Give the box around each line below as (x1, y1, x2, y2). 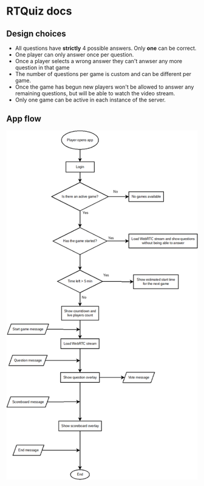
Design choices (6, 29, 67, 39)
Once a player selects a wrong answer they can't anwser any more (15, 58, 183, 64)
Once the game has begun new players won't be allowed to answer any (15, 83, 194, 91)
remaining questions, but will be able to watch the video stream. (15, 90, 175, 97)
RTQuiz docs (6, 4, 72, 18)
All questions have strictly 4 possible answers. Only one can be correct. (15, 44, 197, 52)
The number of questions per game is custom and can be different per (15, 70, 192, 77)
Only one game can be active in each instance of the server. (15, 96, 166, 103)
